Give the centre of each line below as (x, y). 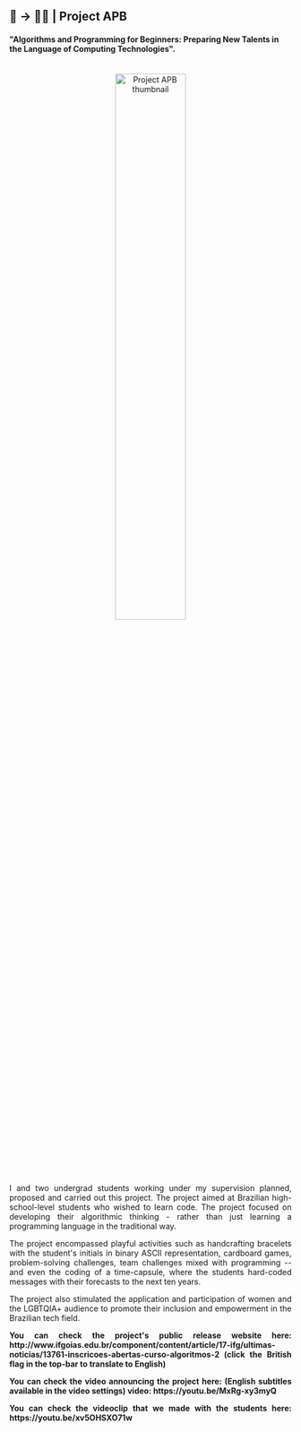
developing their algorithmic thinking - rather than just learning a (150, 1216)
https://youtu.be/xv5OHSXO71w (71, 1418)
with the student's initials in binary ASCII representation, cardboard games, (150, 1253)
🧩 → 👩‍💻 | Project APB (68, 17)
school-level (32, 1207)
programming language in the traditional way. (93, 1226)
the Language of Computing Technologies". (93, 48)
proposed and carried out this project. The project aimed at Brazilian (139, 1197)
